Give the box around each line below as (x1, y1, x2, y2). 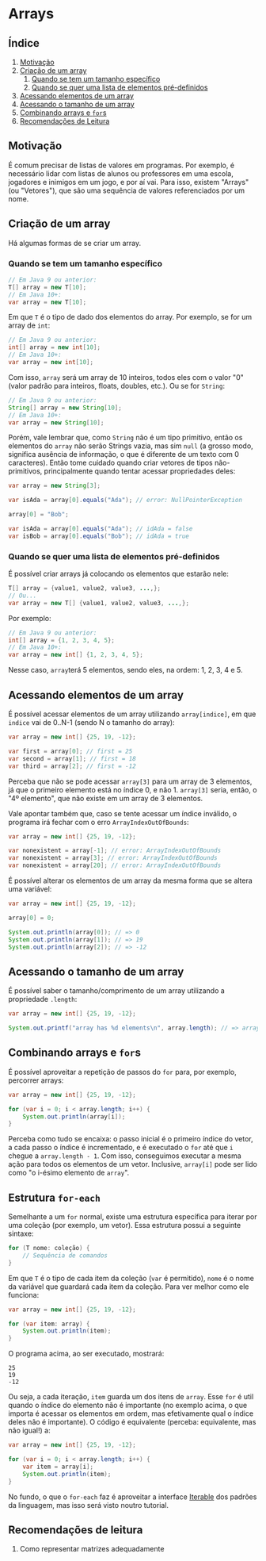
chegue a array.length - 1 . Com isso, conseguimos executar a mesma (8, 1151, 241, 1160)
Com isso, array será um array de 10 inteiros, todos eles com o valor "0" (8, 372, 244, 382)
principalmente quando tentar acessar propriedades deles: (44, 466, 236, 476)
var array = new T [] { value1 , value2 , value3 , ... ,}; (8, 599, 190, 607)
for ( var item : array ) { (8, 1320, 90, 1328)
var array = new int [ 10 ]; (8, 359, 93, 366)
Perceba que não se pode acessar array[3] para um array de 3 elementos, (8, 777, 253, 786)
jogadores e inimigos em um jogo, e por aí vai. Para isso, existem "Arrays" (8, 177, 249, 186)
